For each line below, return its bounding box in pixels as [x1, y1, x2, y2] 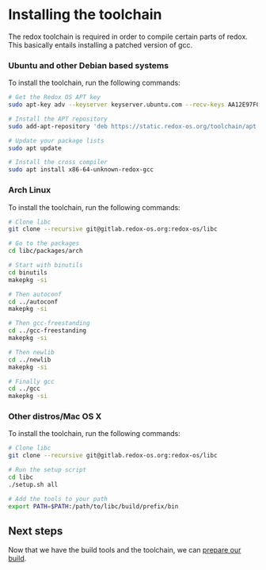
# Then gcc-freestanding [8, 319, 90, 327]
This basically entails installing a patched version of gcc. [8, 40, 192, 49]
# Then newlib [8, 348, 55, 356]
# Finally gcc [8, 377, 55, 385]
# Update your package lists [8, 136, 104, 144]
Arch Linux [8, 185, 51, 196]
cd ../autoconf [8, 297, 59, 306]
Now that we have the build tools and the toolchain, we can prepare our [8, 545, 241, 555]
